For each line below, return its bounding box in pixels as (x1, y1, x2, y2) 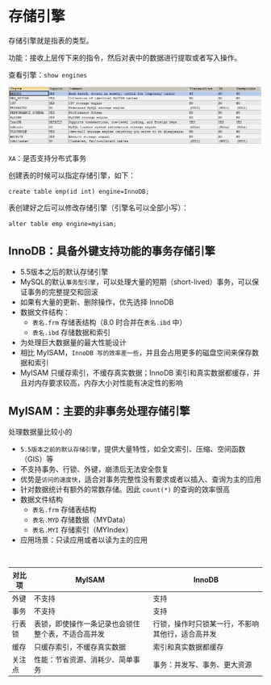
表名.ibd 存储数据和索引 (31, 328, 110, 338)
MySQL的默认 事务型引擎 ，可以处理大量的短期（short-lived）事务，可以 (19, 277, 252, 287)
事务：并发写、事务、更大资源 (152, 659, 252, 669)
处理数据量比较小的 (8, 427, 73, 437)
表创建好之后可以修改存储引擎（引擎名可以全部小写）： (8, 203, 189, 212)
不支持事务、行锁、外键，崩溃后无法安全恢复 (19, 464, 169, 474)
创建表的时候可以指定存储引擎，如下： (8, 170, 135, 180)
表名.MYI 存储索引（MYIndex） (31, 525, 133, 535)
